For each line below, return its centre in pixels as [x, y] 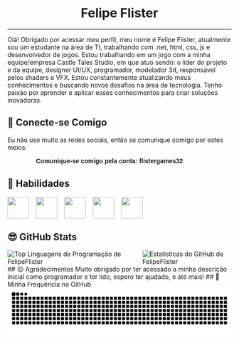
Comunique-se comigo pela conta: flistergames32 [110, 161]
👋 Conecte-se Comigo [57, 123]
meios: [17, 147]
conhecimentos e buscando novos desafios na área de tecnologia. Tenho [115, 85]
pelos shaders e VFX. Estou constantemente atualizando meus [99, 77]
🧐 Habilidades [38, 184]
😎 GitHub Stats [42, 237]
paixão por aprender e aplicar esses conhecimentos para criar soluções [113, 92]
